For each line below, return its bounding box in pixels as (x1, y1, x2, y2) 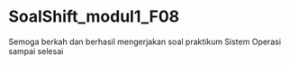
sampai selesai (8, 45, 64, 56)
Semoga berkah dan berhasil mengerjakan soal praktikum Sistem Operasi (8, 36, 281, 47)
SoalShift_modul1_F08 (8, 6, 180, 27)
